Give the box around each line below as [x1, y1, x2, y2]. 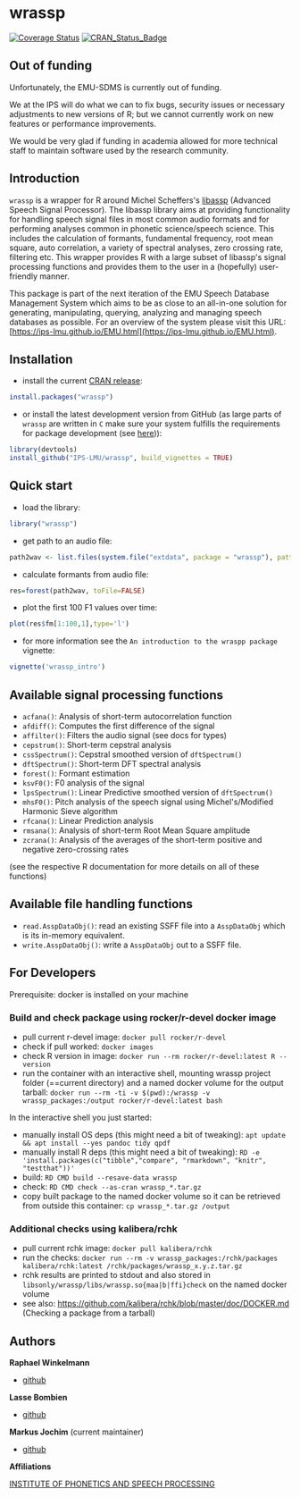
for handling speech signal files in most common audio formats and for [9, 214, 270, 224]
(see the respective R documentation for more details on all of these [9, 862, 260, 871]
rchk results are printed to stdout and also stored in [21, 1270, 212, 1281]
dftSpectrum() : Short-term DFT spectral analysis [21, 759, 202, 769]
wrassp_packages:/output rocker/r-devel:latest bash [21, 1096, 223, 1106]
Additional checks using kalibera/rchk [9, 1223, 178, 1235]
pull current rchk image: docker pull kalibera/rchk [21, 1243, 212, 1254]
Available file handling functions [9, 896, 194, 912]
